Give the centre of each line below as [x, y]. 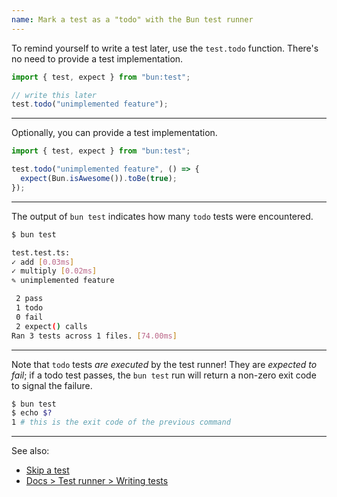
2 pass [29, 299]
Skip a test [47, 470]
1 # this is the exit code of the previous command [121, 422]
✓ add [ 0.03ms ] [43, 262]
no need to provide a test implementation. [97, 58]
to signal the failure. [52, 385]
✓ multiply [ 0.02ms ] [54, 271]
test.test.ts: [41, 252]
